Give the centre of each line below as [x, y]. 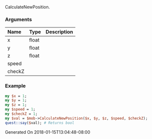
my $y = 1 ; [16, 100]
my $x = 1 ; [16, 96]
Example [15, 86]
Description [59, 32]
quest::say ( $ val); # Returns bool [40, 123]
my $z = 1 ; [16, 105]
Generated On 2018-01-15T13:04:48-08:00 [48, 132]
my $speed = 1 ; [20, 110]
